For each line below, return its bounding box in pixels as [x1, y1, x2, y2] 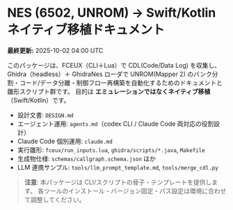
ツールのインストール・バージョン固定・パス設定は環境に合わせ [44, 186, 227, 195]
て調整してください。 [24, 195, 86, 204]
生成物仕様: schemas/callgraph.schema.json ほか [17, 154, 156, 163]
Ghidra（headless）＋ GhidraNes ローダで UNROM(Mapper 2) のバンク [7, 70, 212, 78]
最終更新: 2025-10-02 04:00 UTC [7, 46, 104, 54]
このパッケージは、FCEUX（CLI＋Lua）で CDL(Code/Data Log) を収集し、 [7, 61, 221, 69]
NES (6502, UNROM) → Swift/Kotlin [7, 5, 216, 21]
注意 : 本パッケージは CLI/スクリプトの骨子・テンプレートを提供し [24, 178, 212, 186]
